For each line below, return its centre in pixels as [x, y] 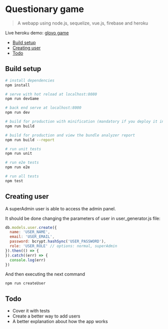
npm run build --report [30, 140]
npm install [17, 85]
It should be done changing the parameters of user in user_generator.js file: [83, 218]
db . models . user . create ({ [31, 227]
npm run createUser [25, 283]
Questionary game [44, 9]
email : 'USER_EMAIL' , [32, 237]
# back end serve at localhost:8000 [43, 108]
